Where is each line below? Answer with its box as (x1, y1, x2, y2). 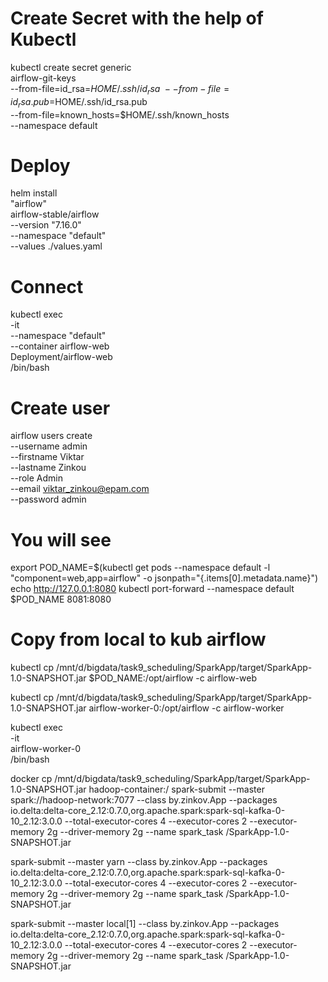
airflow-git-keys (10, 72, 77, 84)
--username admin (10, 440, 88, 452)
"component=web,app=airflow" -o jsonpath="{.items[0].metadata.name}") (10, 572, 319, 584)
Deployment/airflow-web (10, 351, 113, 363)
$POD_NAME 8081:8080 (10, 593, 112, 606)
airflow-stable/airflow (10, 208, 100, 221)
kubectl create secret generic (10, 61, 132, 73)
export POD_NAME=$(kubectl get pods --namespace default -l (10, 562, 271, 574)
